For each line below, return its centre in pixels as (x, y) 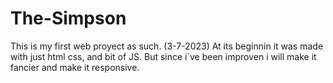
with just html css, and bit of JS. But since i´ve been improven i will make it (163, 56)
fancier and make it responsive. (75, 67)
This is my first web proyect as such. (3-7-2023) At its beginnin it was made (167, 46)
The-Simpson (68, 18)
